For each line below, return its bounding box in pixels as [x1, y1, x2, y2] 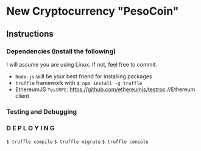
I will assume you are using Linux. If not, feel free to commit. [6, 61, 157, 68]
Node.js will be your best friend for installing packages [15, 72, 152, 80]
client [15, 92, 29, 99]
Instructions [6, 29, 54, 39]
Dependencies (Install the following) [6, 47, 116, 56]
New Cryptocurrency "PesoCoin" [6, 4, 179, 18]
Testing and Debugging [6, 107, 77, 116]
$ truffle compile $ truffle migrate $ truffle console [6, 139, 149, 145]
